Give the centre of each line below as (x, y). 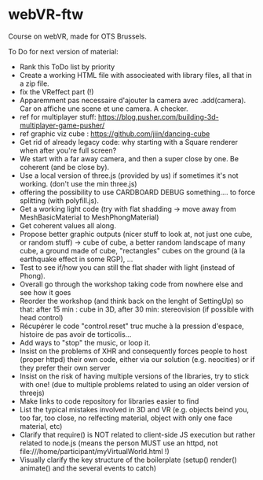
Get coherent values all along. (68, 225)
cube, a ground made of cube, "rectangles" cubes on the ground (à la (132, 250)
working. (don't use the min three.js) (78, 183)
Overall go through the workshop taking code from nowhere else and (131, 284)
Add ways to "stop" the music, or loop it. (85, 342)
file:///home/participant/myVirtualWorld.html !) (95, 451)
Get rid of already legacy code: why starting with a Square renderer (128, 142)
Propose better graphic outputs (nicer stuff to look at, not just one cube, (136, 234)
